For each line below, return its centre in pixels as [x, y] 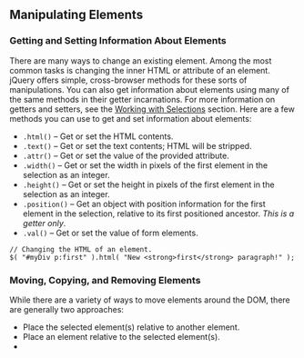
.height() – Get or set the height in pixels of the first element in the [148, 184]
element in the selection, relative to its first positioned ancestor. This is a [158, 214]
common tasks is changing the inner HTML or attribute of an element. [140, 70]
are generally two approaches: [67, 309]
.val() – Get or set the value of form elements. [110, 233]
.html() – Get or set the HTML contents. [98, 136]
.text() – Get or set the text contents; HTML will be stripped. [137, 145]
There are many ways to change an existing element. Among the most [141, 60]
